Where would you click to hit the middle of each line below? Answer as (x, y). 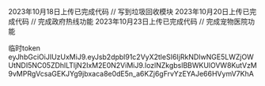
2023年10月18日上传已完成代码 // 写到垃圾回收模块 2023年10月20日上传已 (129, 11)
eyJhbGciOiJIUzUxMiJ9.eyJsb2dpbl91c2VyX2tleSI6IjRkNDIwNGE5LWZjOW (131, 57)
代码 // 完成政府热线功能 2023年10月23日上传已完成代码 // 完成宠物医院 (131, 21)
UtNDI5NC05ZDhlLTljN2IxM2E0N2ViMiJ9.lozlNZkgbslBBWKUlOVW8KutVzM (132, 65)
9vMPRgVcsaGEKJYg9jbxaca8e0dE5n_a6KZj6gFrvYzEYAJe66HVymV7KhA (131, 74)
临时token (25, 48)
